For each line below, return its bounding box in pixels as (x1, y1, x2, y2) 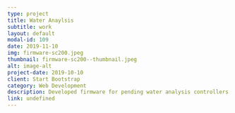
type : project (7, 10, 49, 18)
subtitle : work (7, 23, 52, 30)
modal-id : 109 (7, 36, 49, 44)
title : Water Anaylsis (7, 17, 74, 24)
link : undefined (7, 95, 55, 102)
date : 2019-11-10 (7, 43, 59, 50)
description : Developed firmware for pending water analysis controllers (7, 88, 229, 95)
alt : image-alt (7, 62, 52, 69)
